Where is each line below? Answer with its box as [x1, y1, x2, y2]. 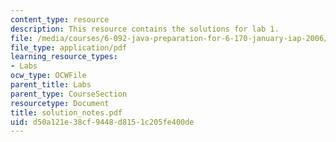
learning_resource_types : [10, 52, 118, 62]
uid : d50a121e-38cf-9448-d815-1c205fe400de [10, 117, 195, 127]
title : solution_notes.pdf [10, 107, 123, 118]
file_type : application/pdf [10, 42, 128, 53]
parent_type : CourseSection [10, 89, 128, 99]
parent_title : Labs [10, 80, 92, 90]
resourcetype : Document [10, 98, 110, 108]
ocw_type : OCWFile [10, 71, 87, 81]
